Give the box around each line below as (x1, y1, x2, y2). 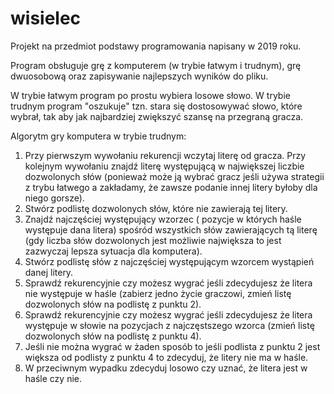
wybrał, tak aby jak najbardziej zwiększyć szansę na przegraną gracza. (10, 110, 304, 122)
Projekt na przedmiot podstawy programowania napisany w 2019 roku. (10, 40, 302, 52)
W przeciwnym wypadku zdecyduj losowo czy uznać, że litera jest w (24, 362, 308, 374)
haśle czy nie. (24, 372, 83, 384)
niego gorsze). (24, 192, 85, 204)
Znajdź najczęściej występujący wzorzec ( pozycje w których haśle (24, 213, 302, 225)
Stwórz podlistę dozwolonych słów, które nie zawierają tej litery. (24, 202, 288, 214)
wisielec (10, 7, 82, 30)
